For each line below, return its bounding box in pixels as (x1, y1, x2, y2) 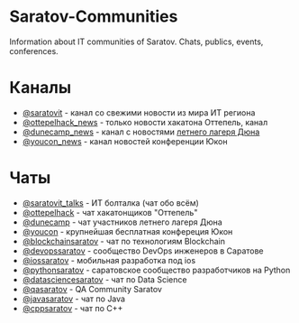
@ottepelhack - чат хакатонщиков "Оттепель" (22, 207, 198, 217)
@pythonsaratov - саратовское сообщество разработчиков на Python (22, 264, 291, 275)
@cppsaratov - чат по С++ (22, 302, 123, 313)
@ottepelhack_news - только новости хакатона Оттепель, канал (22, 116, 268, 127)
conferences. (9, 45, 59, 56)
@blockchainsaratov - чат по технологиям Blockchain (22, 235, 226, 246)
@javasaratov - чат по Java (22, 293, 126, 304)
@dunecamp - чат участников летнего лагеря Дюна (22, 217, 222, 227)
